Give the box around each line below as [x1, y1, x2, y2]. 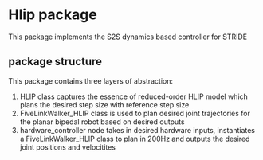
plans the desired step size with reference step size [19, 100, 190, 109]
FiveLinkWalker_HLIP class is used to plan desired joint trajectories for [19, 108, 251, 118]
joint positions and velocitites [19, 142, 116, 152]
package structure [8, 55, 102, 68]
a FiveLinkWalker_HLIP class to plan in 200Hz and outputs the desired [19, 134, 250, 143]
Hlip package [8, 6, 97, 24]
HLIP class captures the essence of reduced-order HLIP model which [19, 92, 249, 101]
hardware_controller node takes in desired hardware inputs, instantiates [19, 125, 255, 135]
